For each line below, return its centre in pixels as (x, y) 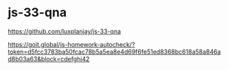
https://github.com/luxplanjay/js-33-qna (65, 31)
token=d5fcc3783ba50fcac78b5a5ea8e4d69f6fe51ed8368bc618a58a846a (114, 52)
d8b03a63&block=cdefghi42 (49, 58)
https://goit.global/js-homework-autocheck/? (71, 44)
